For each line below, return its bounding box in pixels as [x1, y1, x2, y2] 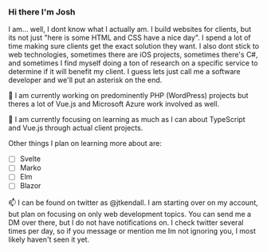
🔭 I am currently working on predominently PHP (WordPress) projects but [8, 91, 249, 100]
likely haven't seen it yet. [8, 234, 90, 244]
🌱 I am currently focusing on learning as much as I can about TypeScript [8, 115, 245, 124]
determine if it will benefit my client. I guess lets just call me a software [8, 67, 241, 77]
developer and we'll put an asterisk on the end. [8, 75, 163, 85]
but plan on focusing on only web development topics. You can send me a [8, 209, 252, 219]
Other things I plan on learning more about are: [8, 139, 162, 148]
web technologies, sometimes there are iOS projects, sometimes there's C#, [8, 50, 258, 60]
